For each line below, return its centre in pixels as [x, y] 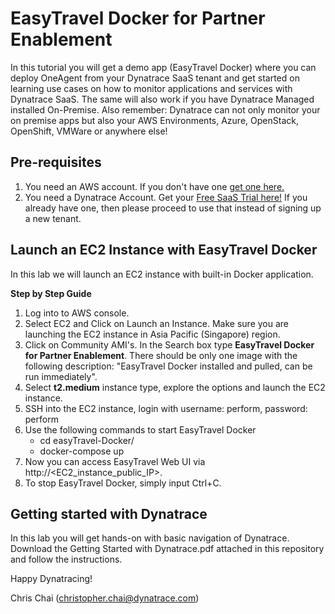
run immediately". [61, 376]
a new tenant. [53, 218]
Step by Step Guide [51, 293]
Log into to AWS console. [77, 313]
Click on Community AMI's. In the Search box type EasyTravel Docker [169, 344]
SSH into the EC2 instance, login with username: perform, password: [166, 408]
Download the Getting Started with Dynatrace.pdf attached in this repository [167, 549]
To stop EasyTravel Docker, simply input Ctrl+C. [123, 483]
